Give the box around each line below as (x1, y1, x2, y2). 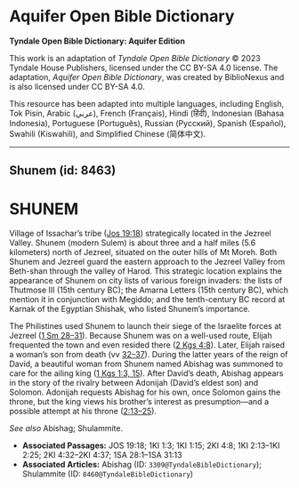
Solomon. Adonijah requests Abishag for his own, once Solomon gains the (9, 387, 281, 397)
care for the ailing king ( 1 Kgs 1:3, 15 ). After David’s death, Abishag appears (9, 368, 284, 379)
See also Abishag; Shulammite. (9, 423, 123, 434)
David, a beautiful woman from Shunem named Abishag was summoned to (9, 358, 283, 370)
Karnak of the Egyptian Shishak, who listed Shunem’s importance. (9, 304, 251, 315)
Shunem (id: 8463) (9, 163, 117, 179)
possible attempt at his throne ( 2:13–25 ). (9, 406, 158, 417)
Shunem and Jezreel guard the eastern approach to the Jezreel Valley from (9, 256, 286, 268)
